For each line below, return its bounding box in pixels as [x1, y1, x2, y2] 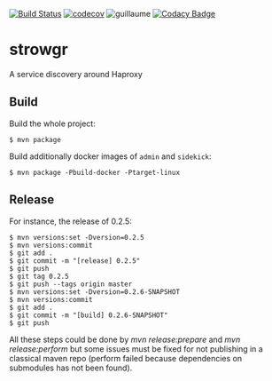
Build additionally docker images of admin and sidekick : [9, 151, 212, 162]
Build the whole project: [9, 118, 96, 129]
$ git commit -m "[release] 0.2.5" [9, 256, 141, 266]
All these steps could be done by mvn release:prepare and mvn [9, 334, 241, 345]
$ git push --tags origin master [9, 280, 133, 289]
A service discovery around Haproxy [9, 68, 144, 79]
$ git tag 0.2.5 [9, 272, 69, 281]
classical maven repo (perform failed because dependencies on [9, 353, 242, 363]
